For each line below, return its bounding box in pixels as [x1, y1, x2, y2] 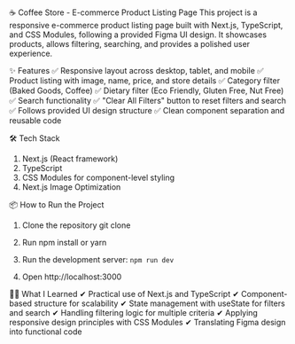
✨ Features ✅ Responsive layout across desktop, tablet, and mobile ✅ [9, 66, 264, 75]
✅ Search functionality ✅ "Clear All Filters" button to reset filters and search [9, 96, 286, 106]
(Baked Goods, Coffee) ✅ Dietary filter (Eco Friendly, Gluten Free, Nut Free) [9, 85, 284, 96]
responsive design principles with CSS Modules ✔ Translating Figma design [9, 317, 286, 327]
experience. [9, 48, 53, 59]
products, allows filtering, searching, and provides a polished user [9, 39, 251, 49]
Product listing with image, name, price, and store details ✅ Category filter [9, 75, 281, 86]
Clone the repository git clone [21, 220, 131, 231]
